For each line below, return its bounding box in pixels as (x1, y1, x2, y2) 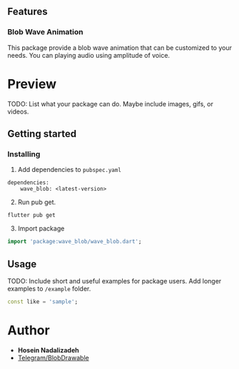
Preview (7, 76, 57, 92)
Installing (7, 149, 41, 159)
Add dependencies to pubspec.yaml (17, 166, 121, 174)
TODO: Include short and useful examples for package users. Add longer (7, 277, 222, 285)
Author (7, 323, 50, 338)
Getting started (7, 128, 77, 140)
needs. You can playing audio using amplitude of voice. (7, 51, 170, 59)
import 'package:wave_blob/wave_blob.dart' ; (7, 238, 142, 246)
